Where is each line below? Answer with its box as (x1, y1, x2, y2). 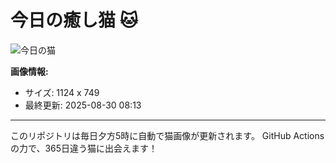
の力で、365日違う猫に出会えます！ (10, 142, 158, 154)
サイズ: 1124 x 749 (24, 86, 100, 98)
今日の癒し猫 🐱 (10, 9, 138, 32)
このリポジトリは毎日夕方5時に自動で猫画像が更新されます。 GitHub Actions (10, 129, 325, 141)
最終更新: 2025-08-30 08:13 (24, 99, 142, 111)
